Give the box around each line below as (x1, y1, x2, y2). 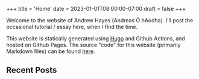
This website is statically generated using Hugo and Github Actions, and (6, 35, 185, 42)
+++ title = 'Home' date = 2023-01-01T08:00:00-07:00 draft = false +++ (6, 5, 186, 12)
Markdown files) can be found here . (6, 48, 95, 55)
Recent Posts (6, 65, 57, 75)
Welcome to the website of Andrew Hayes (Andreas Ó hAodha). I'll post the (6, 17, 194, 24)
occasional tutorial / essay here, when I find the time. (6, 24, 138, 30)
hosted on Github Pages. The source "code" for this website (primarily (6, 42, 181, 48)
